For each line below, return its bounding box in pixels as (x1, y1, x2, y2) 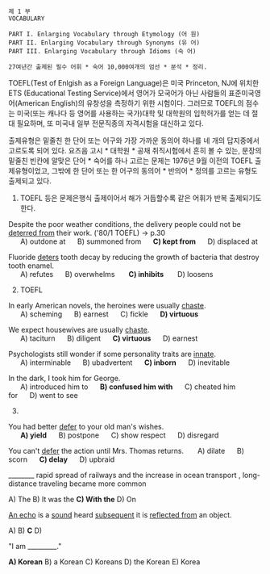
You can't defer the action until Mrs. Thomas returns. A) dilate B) (8, 446, 244, 455)
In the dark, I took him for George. (8, 374, 121, 383)
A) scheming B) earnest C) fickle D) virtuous (19, 309, 199, 319)
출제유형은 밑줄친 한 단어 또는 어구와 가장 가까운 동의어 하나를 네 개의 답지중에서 (8, 136, 260, 145)
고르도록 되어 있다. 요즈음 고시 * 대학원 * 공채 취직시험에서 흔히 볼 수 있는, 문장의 (8, 146, 262, 155)
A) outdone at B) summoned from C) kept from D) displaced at (19, 237, 258, 246)
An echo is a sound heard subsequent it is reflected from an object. (8, 510, 232, 519)
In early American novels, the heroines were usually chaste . (8, 301, 207, 310)
